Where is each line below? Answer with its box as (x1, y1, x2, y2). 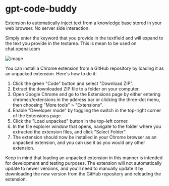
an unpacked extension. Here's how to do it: (5, 70, 97, 76)
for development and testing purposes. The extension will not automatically (5, 160, 162, 166)
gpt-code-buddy (5, 3, 77, 15)
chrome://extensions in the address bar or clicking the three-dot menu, (12, 97, 160, 103)
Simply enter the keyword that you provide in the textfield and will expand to (5, 35, 163, 41)
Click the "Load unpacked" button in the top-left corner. (12, 118, 129, 124)
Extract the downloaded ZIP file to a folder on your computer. (12, 85, 140, 91)
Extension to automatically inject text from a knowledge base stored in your (5, 20, 162, 26)
